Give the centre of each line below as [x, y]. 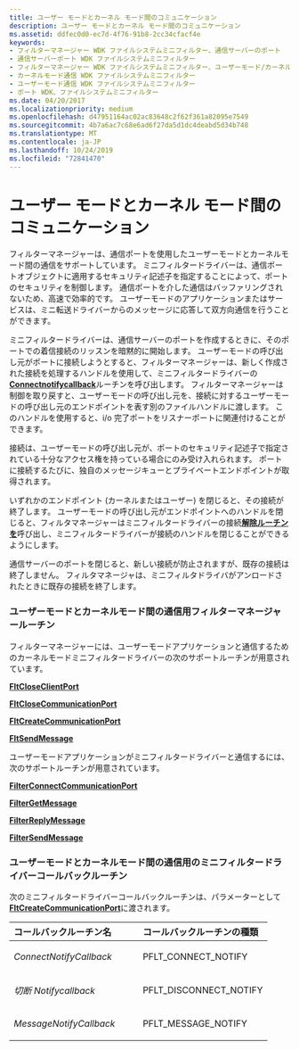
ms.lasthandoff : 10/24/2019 [61, 150]
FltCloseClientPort [44, 686]
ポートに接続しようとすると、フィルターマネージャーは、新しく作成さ [161, 362]
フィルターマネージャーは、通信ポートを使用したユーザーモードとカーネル [145, 254]
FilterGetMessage [43, 803]
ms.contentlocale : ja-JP [55, 142]
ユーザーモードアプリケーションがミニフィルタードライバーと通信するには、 [149, 756]
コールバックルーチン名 [63, 932]
